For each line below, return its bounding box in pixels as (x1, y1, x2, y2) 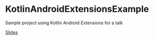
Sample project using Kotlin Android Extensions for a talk (5, 20, 123, 26)
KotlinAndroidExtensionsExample (5, 3, 149, 15)
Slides (5, 29, 18, 35)
